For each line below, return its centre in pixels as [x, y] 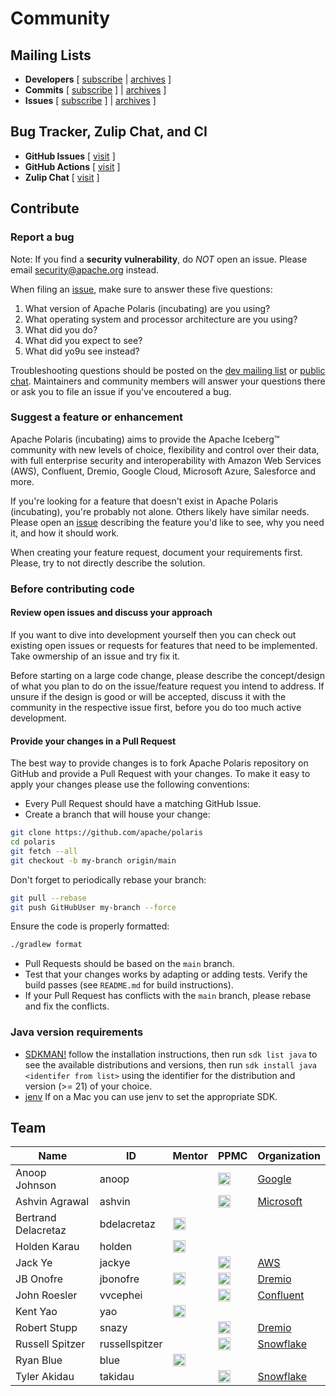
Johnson [36, 1185]
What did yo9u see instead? [82, 351]
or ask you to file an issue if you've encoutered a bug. [121, 391]
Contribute [45, 208]
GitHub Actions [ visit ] [72, 166]
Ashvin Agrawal [52, 1202]
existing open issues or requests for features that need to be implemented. [164, 645]
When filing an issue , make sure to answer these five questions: [141, 289]
